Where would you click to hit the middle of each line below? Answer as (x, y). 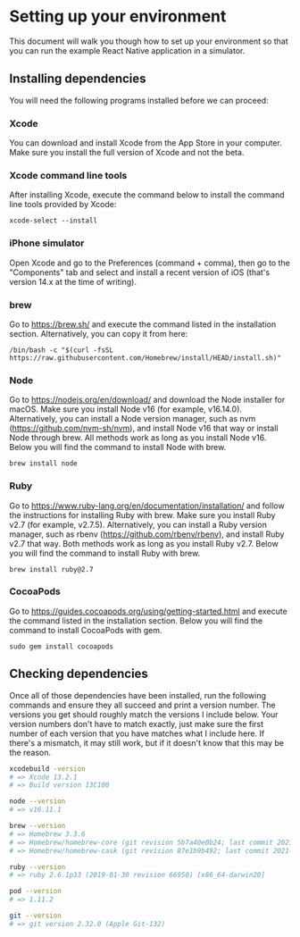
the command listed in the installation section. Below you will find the (136, 620)
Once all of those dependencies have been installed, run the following (137, 695)
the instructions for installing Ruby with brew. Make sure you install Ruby (142, 515)
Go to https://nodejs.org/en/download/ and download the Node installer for (147, 400)
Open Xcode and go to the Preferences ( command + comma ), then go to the (150, 263)
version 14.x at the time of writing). (73, 281)
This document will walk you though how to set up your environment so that (149, 41)
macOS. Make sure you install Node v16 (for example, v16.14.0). (126, 409)
